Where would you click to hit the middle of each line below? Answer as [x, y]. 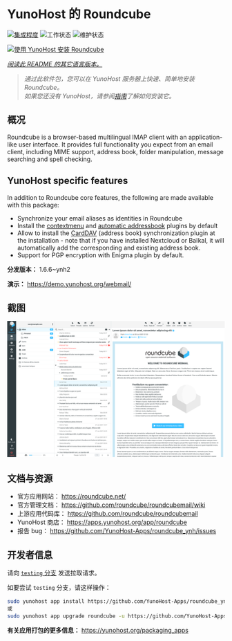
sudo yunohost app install [46, 602]
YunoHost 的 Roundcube [79, 14]
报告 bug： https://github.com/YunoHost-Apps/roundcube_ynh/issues [116, 531]
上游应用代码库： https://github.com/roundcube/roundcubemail [107, 514]
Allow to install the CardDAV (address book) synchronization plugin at [116, 233]
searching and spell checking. [50, 159]
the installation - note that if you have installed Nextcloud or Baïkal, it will [120, 240]
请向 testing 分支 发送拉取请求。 [54, 573]
